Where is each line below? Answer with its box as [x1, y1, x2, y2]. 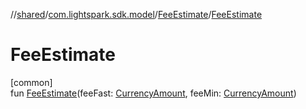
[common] [10, 76, 53, 88]
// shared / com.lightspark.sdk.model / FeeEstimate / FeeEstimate [10, 9, 263, 20]
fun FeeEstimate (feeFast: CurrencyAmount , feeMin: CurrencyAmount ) [10, 87, 297, 99]
